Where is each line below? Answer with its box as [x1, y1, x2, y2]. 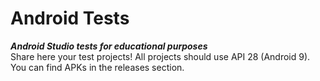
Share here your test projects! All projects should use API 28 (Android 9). [10, 50, 311, 62]
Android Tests [10, 7, 130, 30]
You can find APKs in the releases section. [10, 61, 185, 73]
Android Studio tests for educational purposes [10, 40, 208, 52]
